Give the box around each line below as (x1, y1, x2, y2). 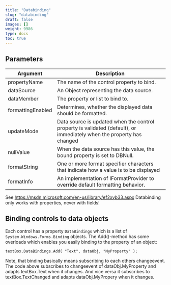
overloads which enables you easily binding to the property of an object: (5, 239, 157, 245)
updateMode (8, 127, 39, 135)
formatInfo (8, 178, 33, 185)
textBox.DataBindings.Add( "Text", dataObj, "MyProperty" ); (5, 248, 138, 254)
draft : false (5, 17, 33, 22)
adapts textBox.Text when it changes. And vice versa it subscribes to (5, 268, 150, 274)
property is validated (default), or (56, 124, 136, 132)
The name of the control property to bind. (56, 79, 156, 86)
